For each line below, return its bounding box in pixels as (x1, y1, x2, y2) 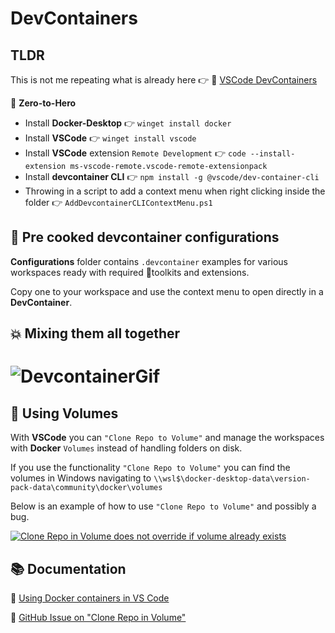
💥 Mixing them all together (10, 325, 181, 342)
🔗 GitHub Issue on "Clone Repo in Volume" (10, 612, 187, 624)
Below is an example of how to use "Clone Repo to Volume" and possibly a (10, 500, 317, 512)
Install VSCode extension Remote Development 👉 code (24, 147, 247, 159)
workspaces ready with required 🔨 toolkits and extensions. (10, 266, 250, 278)
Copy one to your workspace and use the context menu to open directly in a (10, 285, 324, 297)
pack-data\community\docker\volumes (10, 483, 163, 493)
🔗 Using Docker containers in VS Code (10, 592, 170, 604)
